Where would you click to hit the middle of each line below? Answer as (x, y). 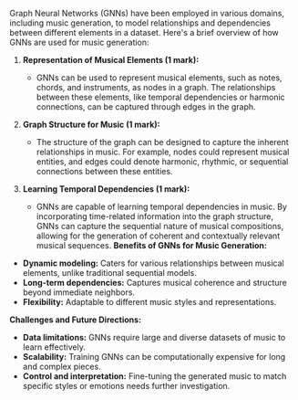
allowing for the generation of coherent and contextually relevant (158, 236)
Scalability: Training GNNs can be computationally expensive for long (154, 357)
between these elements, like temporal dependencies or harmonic (160, 97)
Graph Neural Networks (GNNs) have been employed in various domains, (147, 13)
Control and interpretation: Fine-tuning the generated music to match (154, 376)
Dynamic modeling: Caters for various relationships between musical (153, 263)
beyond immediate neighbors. (78, 292)
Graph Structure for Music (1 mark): (91, 124)
